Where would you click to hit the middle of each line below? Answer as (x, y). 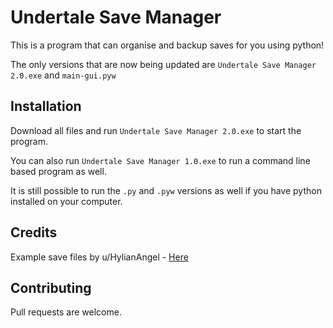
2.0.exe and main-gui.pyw (63, 75)
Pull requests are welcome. (66, 312)
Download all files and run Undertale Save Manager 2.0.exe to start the (156, 130)
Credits (34, 232)
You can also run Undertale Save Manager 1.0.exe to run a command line (160, 160)
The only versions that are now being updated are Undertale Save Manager (163, 64)
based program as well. (58, 171)
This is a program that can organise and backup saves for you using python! (167, 45)
